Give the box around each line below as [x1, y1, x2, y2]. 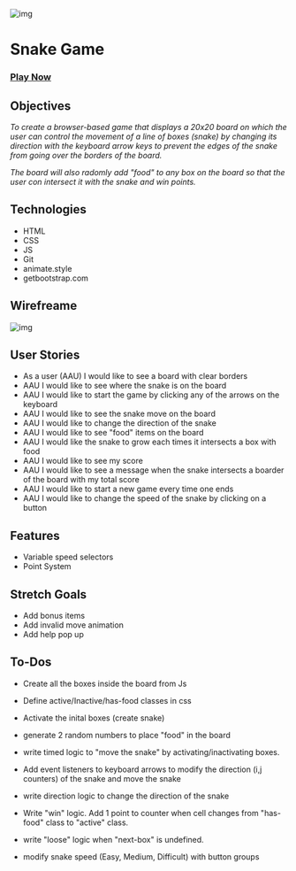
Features [10, 528, 60, 543]
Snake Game [10, 40, 105, 59]
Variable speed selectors [22, 551, 114, 562]
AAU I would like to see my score [22, 456, 144, 466]
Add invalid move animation [22, 620, 125, 630]
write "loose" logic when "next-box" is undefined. [22, 834, 204, 844]
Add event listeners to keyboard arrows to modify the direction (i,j [22, 764, 262, 775]
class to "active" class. [45, 817, 129, 828]
